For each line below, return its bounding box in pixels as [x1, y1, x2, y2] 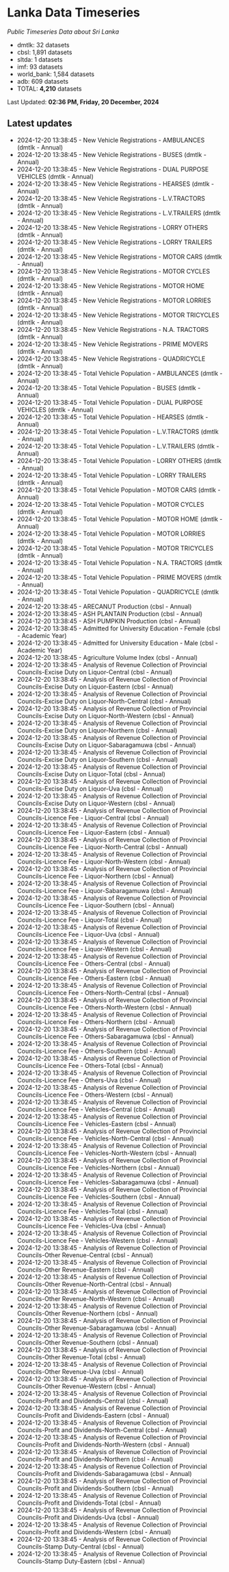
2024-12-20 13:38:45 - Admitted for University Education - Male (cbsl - [16, 639, 219, 647]
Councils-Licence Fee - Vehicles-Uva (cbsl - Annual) [16, 1222, 166, 1230]
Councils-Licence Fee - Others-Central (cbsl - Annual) [16, 959, 171, 968]
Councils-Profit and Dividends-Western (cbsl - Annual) [16, 1527, 172, 1536]
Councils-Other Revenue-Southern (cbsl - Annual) [16, 1338, 159, 1346]
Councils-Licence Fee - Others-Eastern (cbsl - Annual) [16, 974, 172, 982]
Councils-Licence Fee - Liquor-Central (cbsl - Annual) [16, 813, 170, 822]
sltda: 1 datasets [16, 55, 63, 63]
